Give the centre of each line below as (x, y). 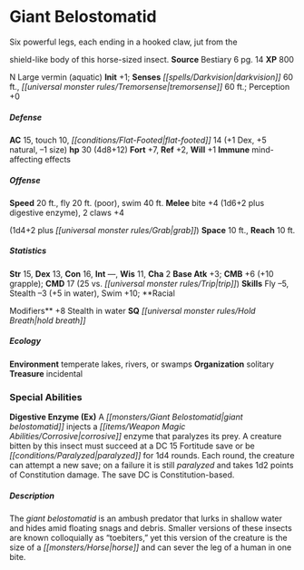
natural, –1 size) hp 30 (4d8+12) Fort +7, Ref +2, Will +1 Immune (130, 149)
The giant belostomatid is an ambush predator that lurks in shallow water (146, 518)
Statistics (28, 251)
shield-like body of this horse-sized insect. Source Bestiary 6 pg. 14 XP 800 (152, 59)
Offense (25, 180)
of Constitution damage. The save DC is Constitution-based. (122, 475)
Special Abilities (46, 397)
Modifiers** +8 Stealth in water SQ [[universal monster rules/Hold (132, 310)
